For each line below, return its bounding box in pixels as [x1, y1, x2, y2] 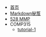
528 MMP [9, 16, 30, 22]
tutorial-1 [17, 27, 36, 32]
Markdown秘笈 [9, 10, 41, 16]
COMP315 [9, 21, 31, 27]
